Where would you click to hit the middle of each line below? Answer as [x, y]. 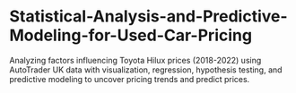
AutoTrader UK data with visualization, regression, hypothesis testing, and [146, 70]
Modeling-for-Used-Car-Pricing [131, 35]
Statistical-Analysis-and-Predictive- [149, 17]
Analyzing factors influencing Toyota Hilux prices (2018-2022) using [135, 60]
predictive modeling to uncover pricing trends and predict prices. [130, 79]
